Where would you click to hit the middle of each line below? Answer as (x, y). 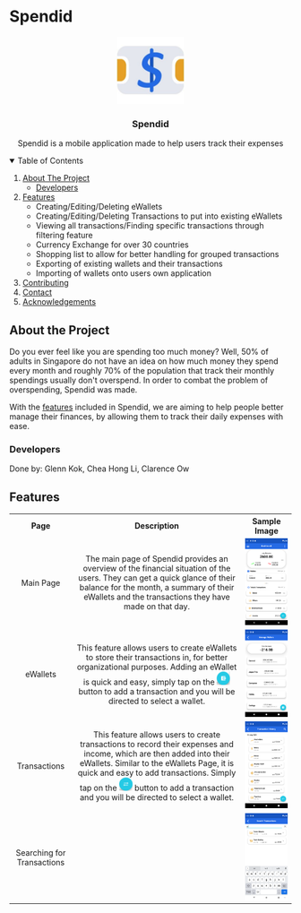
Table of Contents (50, 161)
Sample (267, 521)
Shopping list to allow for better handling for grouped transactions (157, 254)
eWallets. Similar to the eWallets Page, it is (157, 762)
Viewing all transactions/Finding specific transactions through (150, 226)
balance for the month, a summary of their (157, 588)
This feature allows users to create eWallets (157, 648)
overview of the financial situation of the (157, 568)
